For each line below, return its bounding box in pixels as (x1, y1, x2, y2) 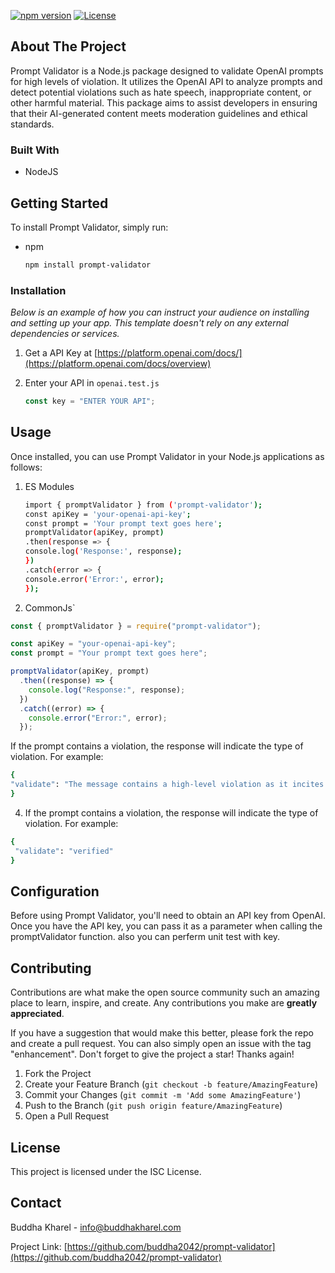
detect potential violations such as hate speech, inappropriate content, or (10, 86, 312, 98)
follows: (10, 461, 43, 473)
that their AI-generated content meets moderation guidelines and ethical (10, 107, 308, 119)
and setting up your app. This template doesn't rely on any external (10, 317, 289, 329)
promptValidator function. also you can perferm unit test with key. (10, 931, 281, 943)
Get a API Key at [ (24, 347, 98, 359)
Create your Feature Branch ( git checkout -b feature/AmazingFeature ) (24, 1078, 319, 1090)
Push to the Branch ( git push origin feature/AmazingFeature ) (24, 1100, 283, 1112)
